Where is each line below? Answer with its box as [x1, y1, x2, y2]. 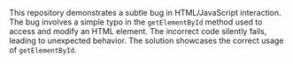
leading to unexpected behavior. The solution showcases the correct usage [9, 35, 284, 46]
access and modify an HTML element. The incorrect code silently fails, [9, 26, 267, 36]
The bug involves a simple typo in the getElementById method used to [9, 17, 263, 27]
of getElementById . [9, 45, 77, 55]
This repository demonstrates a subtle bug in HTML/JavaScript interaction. [9, 8, 281, 18]
